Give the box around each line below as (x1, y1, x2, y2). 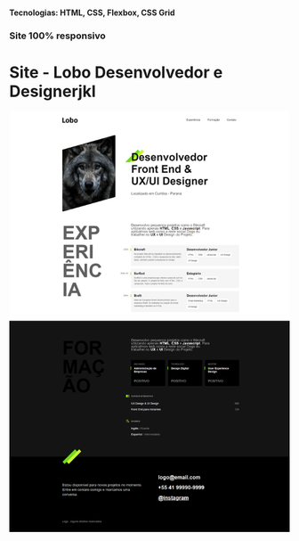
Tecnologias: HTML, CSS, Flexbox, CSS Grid (9, 7, 175, 18)
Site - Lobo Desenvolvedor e (9, 62, 223, 82)
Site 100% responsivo (9, 29, 107, 42)
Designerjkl (9, 81, 96, 102)
